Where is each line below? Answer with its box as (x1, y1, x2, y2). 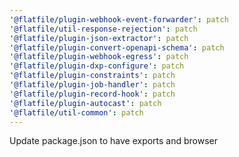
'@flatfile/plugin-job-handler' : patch (9, 80, 176, 90)
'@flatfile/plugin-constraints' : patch (9, 71, 176, 81)
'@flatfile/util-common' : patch (9, 107, 144, 118)
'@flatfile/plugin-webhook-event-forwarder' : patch (9, 14, 229, 25)
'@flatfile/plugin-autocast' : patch (9, 98, 162, 108)
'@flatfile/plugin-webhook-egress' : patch (9, 52, 189, 62)
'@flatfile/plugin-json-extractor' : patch (9, 33, 189, 43)
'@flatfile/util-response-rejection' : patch (9, 24, 198, 34)
